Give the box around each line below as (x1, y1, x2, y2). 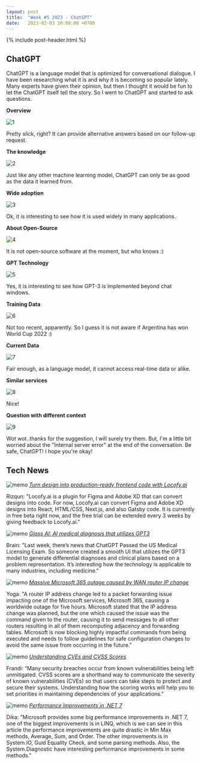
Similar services (6, 377, 48, 384)
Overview (6, 107, 31, 114)
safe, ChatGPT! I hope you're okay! (6, 448, 93, 455)
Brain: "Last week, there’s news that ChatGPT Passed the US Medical (6, 542, 178, 548)
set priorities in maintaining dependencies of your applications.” (6, 690, 164, 697)
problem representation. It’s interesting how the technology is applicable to (6, 561, 191, 568)
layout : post (6, 8, 39, 15)
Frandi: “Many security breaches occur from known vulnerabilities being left (6, 665, 194, 672)
